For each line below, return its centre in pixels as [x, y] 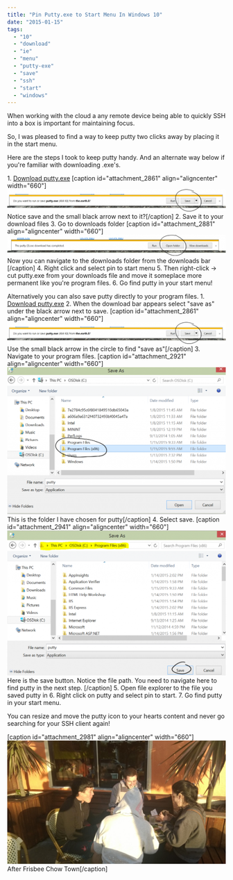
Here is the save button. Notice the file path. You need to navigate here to [112, 680]
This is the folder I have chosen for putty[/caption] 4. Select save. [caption [113, 520]
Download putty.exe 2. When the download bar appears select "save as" [111, 304]
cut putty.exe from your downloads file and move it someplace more [105, 275]
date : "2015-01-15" [35, 22]
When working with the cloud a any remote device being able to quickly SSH [116, 116]
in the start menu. [32, 144]
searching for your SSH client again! [59, 723]
